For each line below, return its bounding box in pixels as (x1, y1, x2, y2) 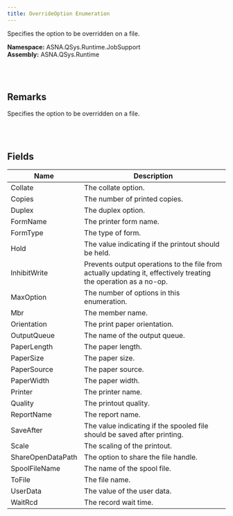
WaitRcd (10, 498, 38, 508)
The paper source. (84, 364, 144, 374)
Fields (7, 150, 35, 162)
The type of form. (84, 228, 141, 238)
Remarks (7, 91, 47, 103)
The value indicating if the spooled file (84, 421, 209, 431)
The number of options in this (84, 288, 180, 298)
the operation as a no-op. (84, 277, 168, 287)
